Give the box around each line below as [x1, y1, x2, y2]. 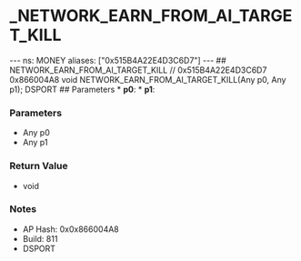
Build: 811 [22, 233, 58, 244]
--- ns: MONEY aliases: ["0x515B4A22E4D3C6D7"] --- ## [9, 55, 227, 65]
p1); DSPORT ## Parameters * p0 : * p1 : [9, 84, 156, 95]
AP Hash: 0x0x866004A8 [22, 224, 120, 235]
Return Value [9, 160, 68, 173]
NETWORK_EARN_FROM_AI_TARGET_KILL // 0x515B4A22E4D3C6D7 [9, 65, 267, 75]
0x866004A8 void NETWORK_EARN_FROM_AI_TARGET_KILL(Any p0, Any [9, 74, 286, 85]
